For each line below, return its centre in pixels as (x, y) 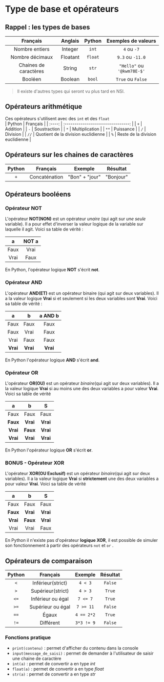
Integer (70, 49)
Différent (50, 623)
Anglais (70, 41)
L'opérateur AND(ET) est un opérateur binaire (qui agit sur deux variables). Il (82, 293)
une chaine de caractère (37, 658)
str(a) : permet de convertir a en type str (54, 674)
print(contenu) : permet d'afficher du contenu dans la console (75, 648)
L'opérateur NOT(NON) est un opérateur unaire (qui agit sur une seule (75, 219)
